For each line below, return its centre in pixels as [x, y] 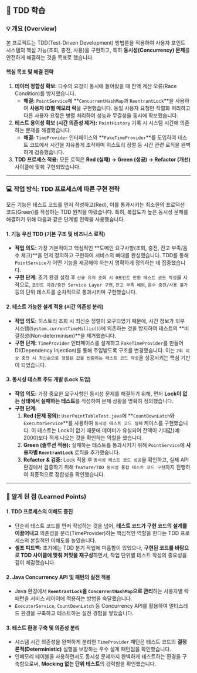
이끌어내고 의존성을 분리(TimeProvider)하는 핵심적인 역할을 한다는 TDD [97, 533]
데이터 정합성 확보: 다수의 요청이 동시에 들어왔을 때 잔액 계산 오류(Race [96, 86]
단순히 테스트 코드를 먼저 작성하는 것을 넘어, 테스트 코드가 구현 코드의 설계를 [101, 526]
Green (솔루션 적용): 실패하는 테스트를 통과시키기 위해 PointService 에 [104, 445]
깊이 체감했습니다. [35, 562]
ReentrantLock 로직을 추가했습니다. [79, 452]
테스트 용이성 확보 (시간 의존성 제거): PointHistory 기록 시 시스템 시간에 [96, 123]
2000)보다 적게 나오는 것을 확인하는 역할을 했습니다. [83, 438]
